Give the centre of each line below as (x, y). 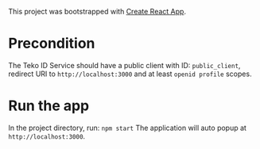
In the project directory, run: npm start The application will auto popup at (127, 128)
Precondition (52, 44)
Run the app (49, 106)
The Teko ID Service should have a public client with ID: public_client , (124, 65)
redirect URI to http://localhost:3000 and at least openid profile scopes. (130, 74)
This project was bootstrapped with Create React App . (97, 11)
